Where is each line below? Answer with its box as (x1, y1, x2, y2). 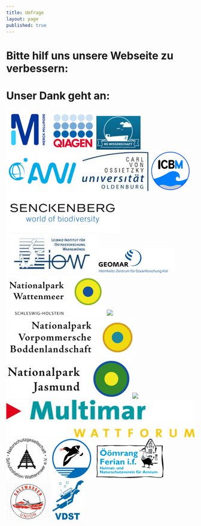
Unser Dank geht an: (6, 89, 110, 102)
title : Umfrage (6, 10, 44, 16)
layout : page (6, 16, 39, 22)
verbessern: (6, 62, 69, 75)
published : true (6, 22, 47, 28)
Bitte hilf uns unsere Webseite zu (6, 48, 173, 62)
